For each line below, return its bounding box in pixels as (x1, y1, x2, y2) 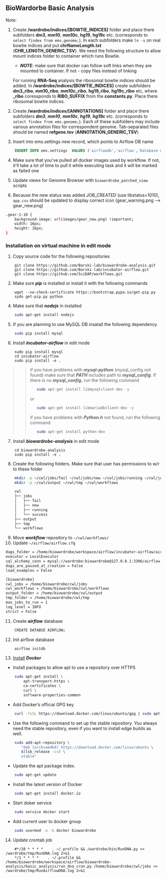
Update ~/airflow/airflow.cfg (12, 540, 76, 546)
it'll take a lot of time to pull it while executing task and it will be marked (12, 162, 157, 168)
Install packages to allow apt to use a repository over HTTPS (12, 665, 136, 671)
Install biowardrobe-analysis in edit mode (12, 438, 100, 444)
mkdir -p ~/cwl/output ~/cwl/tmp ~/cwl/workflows (14, 480, 119, 485)
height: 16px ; (14, 226, 43, 231)
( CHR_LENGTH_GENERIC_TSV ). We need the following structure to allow (12, 47, 161, 53)
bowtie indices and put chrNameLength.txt (12, 42, 101, 48)
